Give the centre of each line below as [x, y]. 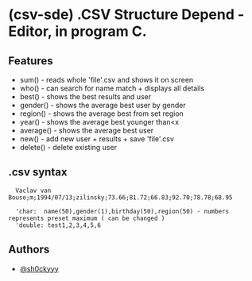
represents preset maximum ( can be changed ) [87, 218]
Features [31, 61]
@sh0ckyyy [39, 268]
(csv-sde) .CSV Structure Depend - [126, 15]
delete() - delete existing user [68, 147]
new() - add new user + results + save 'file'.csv [97, 139]
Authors [29, 250]
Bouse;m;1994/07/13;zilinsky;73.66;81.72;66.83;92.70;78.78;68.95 [120, 197]
